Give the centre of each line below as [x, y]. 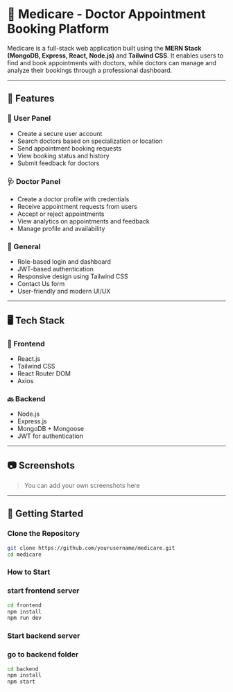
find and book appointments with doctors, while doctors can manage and [112, 62]
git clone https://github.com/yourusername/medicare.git [91, 548]
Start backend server [44, 636]
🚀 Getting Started [45, 514]
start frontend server [43, 591]
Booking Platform [58, 29]
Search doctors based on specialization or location [90, 141]
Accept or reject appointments [61, 214]
